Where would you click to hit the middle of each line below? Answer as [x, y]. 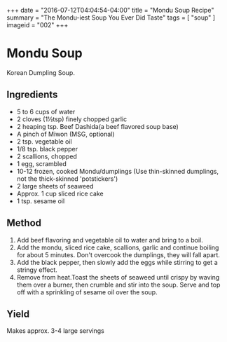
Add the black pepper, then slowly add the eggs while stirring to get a [117, 262]
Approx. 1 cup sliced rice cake [60, 193]
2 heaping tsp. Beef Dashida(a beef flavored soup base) [98, 126]
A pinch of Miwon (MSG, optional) [66, 134]
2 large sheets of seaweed [55, 186]
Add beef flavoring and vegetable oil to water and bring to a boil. [110, 240]
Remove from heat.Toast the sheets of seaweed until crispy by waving [118, 277]
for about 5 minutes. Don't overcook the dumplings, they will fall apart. [118, 254]
